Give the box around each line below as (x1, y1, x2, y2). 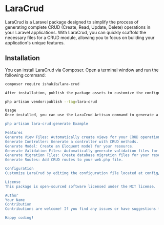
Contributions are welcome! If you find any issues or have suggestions (5, 206, 156, 211)
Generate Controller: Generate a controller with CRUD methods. (5, 139, 139, 144)
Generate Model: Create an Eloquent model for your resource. (5, 143, 134, 149)
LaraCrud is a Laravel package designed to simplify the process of (5, 19, 139, 25)
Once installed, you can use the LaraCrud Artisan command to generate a (5, 113, 159, 118)
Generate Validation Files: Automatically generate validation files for (5, 148, 159, 153)
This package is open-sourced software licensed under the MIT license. (5, 184, 156, 189)
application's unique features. (5, 40, 65, 45)
